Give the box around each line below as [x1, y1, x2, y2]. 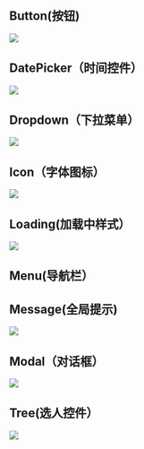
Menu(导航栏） [9, 268, 94, 284]
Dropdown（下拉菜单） [9, 113, 140, 128]
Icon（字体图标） [9, 164, 106, 179]
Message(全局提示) [9, 301, 118, 316]
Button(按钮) [9, 8, 80, 24]
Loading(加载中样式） [9, 216, 131, 231]
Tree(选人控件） [9, 406, 98, 421]
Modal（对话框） [9, 353, 105, 369]
